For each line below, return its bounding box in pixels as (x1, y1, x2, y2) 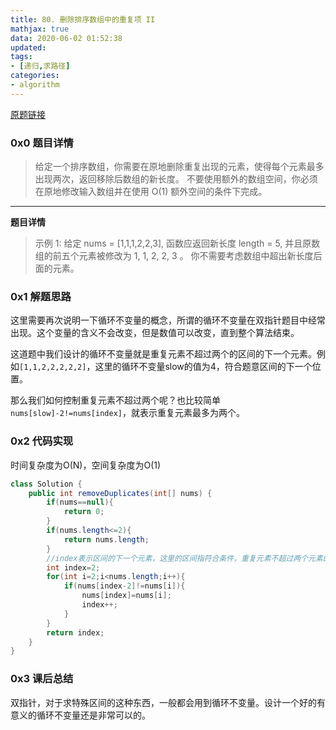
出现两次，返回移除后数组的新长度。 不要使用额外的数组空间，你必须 (34, 173, 318, 185)
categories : (10, 71, 60, 81)
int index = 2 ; (46, 562, 101, 573)
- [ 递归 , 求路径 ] (10, 61, 71, 71)
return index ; (46, 627, 105, 638)
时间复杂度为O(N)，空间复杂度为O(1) (10, 459, 162, 471)
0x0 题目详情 (10, 136, 74, 150)
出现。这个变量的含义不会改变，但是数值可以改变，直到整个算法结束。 (10, 327, 300, 339)
